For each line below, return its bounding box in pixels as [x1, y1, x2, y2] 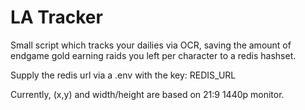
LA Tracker [10, 6, 103, 29]
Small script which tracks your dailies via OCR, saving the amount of [10, 39, 292, 51]
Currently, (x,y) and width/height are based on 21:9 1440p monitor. [10, 88, 285, 100]
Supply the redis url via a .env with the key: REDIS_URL [10, 69, 237, 81]
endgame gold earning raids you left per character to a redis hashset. [10, 49, 297, 61]
